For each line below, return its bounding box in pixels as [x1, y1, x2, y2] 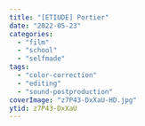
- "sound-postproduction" [17, 87, 114, 96]
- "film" [17, 37, 50, 47]
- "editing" [17, 79, 62, 88]
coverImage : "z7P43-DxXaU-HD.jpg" [9, 95, 138, 105]
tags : [9, 63, 29, 72]
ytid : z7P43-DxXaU [9, 104, 77, 113]
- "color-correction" [17, 71, 98, 80]
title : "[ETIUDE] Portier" [9, 12, 109, 22]
